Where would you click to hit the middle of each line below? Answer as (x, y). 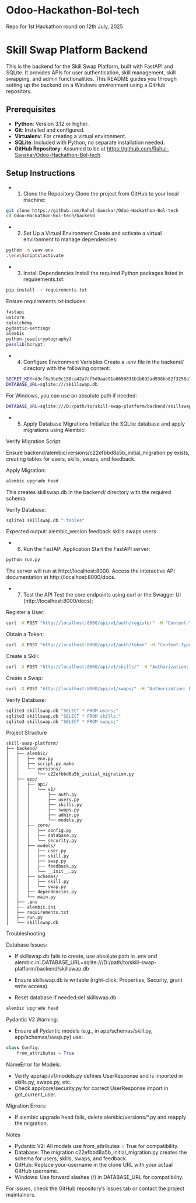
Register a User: (25, 612)
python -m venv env (30, 250)
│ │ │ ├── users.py (43, 800)
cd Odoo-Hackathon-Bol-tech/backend (50, 216)
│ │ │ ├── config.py (39, 831)
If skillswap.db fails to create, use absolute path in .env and (86, 956)
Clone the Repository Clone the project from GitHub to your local (101, 193)
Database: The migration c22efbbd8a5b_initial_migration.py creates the (101, 1152)
